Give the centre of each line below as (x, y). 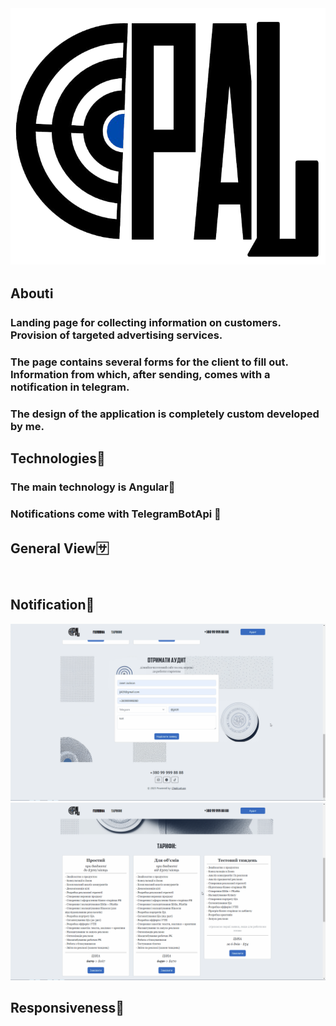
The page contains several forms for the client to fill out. (149, 362)
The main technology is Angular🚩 (93, 487)
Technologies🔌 (58, 458)
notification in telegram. (70, 387)
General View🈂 (60, 548)
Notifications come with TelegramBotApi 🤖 (116, 514)
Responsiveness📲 (67, 1007)
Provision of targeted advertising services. (116, 335)
